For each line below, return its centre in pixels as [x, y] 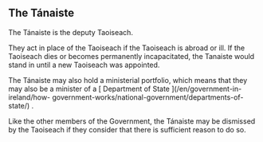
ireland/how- [29, 97]
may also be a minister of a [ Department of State [89, 89]
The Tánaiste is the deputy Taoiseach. [71, 32]
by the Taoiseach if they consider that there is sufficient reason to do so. [127, 129]
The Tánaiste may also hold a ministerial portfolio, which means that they [128, 80]
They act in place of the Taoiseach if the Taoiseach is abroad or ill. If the [127, 48]
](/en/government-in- [206, 89]
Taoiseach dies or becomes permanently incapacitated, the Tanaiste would [131, 56]
